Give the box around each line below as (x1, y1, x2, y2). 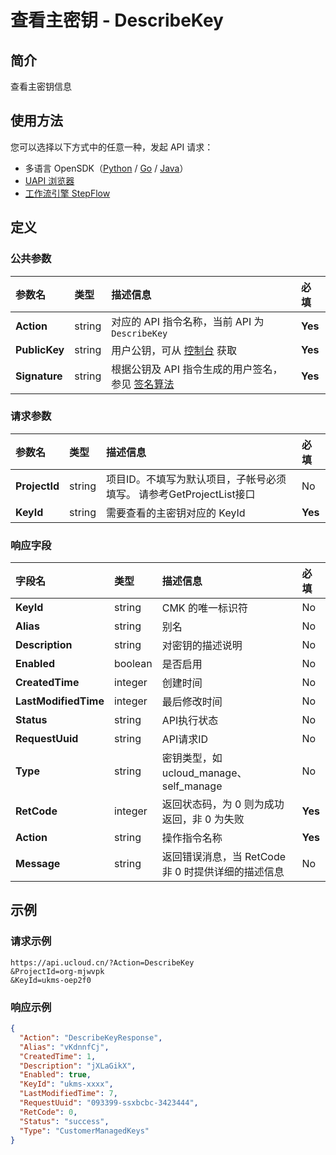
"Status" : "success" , (19, 1116, 110, 1126)
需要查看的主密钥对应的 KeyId (106, 506, 246, 520)
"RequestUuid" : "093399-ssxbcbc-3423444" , (19, 1098, 199, 1108)
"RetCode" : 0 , (19, 1107, 78, 1117)
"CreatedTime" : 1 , (19, 1051, 97, 1061)
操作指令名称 (161, 831, 223, 845)
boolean (113, 657, 153, 671)
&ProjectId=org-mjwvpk (10, 966, 105, 976)
